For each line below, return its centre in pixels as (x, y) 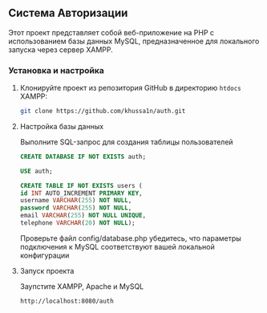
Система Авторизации (68, 13)
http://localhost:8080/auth (67, 301)
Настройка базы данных (62, 126)
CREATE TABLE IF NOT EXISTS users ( (81, 185)
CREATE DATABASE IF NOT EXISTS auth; (83, 156)
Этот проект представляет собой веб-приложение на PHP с (111, 32)
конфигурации (44, 255)
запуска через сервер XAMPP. (61, 49)
